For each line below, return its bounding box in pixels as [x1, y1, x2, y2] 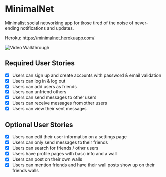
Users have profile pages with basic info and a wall [12, 151, 117, 157]
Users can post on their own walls [12, 156, 82, 162]
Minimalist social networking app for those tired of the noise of [5, 20, 134, 26]
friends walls [12, 168, 39, 174]
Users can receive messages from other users [12, 100, 108, 106]
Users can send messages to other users [12, 94, 97, 100]
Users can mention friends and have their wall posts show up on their [12, 162, 155, 168]
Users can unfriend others [12, 88, 67, 95]
